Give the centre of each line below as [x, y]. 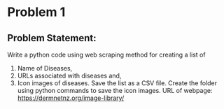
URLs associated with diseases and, [69, 75]
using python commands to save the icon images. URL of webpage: [115, 90]
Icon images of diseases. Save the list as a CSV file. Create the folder [117, 83]
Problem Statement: [52, 38]
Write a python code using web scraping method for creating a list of [106, 54]
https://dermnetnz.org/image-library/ [71, 98]
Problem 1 [36, 12]
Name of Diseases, [45, 68]
